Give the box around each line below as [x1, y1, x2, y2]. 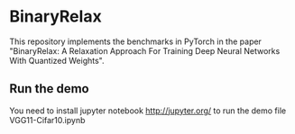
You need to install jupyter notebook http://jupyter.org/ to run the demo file [9, 105, 287, 116]
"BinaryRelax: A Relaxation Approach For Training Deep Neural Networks [9, 45, 281, 56]
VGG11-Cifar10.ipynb [9, 114, 86, 125]
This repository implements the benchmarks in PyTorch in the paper [9, 36, 262, 47]
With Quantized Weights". [9, 55, 106, 66]
